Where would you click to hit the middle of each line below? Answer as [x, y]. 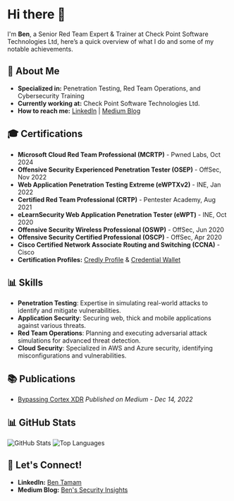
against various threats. [52, 326]
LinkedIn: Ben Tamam [50, 482]
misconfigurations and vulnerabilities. [72, 355]
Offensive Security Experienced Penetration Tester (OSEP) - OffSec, [119, 170]
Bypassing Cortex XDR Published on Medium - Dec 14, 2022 [105, 399]
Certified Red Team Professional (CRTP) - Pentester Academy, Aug [117, 199]
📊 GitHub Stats [42, 422]
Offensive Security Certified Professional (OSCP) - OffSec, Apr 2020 [119, 237]
